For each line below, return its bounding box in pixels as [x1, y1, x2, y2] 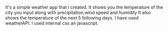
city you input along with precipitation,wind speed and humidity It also [5, 9, 151, 15]
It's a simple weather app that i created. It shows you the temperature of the [5, 4, 163, 10]
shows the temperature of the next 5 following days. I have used [5, 15, 139, 20]
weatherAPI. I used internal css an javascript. [5, 20, 99, 26]
